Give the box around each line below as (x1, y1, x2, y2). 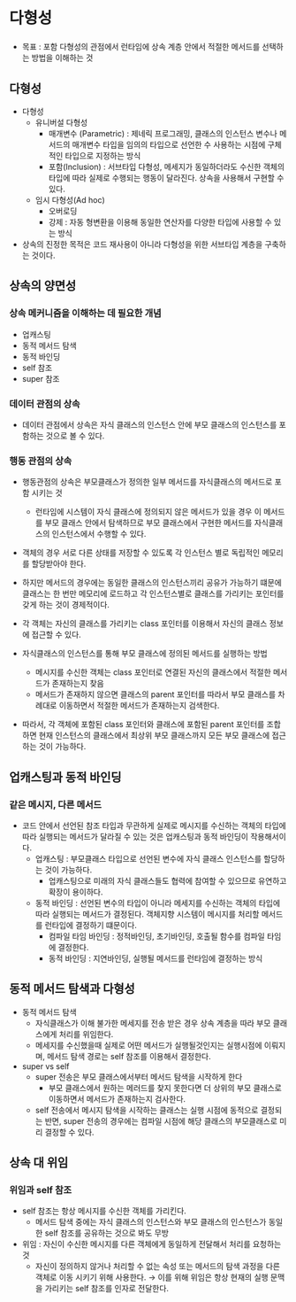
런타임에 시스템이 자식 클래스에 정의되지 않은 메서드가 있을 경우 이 (34, 507, 262, 517)
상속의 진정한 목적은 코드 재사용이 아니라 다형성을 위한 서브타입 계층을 (21, 238, 263, 249)
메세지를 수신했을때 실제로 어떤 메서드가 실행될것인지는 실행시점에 (34, 1040, 262, 1050)
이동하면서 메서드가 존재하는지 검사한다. (48, 1093, 186, 1104)
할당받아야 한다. (31, 559, 87, 570)
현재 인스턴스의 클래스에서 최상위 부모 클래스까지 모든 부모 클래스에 (38, 730, 270, 740)
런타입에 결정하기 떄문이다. (44, 919, 137, 930)
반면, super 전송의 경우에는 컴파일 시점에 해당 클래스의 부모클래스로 (44, 1115, 278, 1126)
